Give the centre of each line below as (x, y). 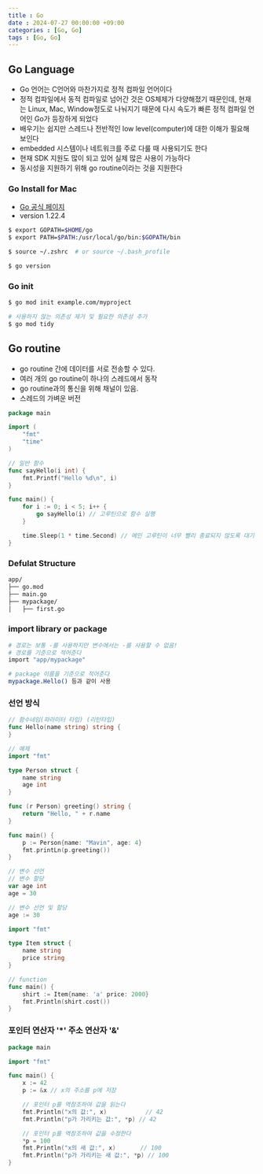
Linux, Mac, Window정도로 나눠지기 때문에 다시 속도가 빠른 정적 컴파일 (137, 109)
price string (44, 958)
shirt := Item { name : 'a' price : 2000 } (86, 994)
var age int (27, 887)
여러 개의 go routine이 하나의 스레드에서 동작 (88, 378)
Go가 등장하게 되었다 (66, 119)
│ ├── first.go (37, 609)
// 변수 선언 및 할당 (38, 907)
